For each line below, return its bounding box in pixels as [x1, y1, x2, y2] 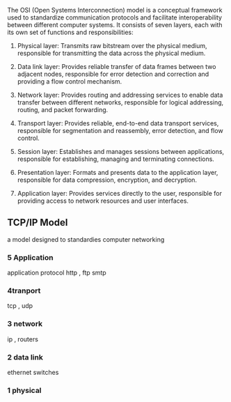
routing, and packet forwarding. [17, 106, 109, 114]
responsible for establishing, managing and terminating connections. [17, 155, 214, 163]
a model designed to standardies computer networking [7, 235, 165, 243]
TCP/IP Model [7, 217, 68, 229]
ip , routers [7, 334, 38, 343]
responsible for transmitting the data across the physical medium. [17, 49, 206, 57]
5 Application [7, 252, 54, 262]
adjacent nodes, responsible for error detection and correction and [17, 70, 209, 78]
